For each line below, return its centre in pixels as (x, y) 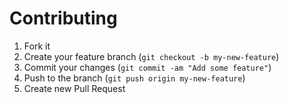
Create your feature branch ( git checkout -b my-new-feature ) (151, 56)
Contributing (63, 18)
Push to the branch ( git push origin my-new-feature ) (134, 78)
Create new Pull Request (74, 88)
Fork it (37, 46)
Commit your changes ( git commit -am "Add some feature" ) (147, 67)
